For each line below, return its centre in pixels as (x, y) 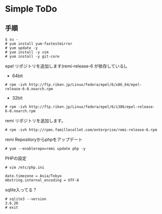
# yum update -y (21, 48)
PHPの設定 (16, 158)
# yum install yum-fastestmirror (39, 44)
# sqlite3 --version (26, 199)
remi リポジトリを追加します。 (35, 121)
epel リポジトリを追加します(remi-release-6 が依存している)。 (67, 66)
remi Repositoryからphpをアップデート (44, 140)
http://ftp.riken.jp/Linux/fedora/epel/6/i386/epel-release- (92, 107)
